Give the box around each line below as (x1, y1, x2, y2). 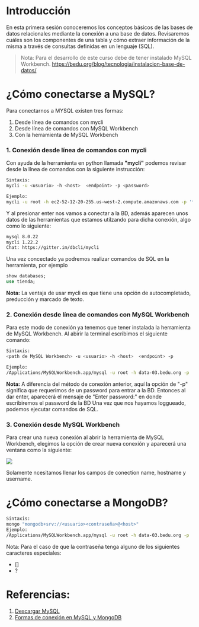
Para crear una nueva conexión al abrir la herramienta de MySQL (6, 434, 165, 441)
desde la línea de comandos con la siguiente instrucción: (6, 166, 145, 173)
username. (6, 475, 33, 482)
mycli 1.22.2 (6, 239, 38, 245)
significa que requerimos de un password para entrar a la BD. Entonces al (6, 386, 186, 394)
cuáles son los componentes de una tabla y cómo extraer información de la (6, 36, 190, 43)
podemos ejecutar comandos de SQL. (6, 405, 99, 412)
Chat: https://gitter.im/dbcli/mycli (6, 245, 99, 251)
